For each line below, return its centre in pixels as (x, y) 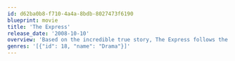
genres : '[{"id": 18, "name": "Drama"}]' (69, 46)
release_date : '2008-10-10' (49, 33)
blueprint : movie (33, 20)
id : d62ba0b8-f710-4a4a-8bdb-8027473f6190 (70, 14)
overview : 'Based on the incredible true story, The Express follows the (118, 40)
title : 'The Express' (39, 27)
